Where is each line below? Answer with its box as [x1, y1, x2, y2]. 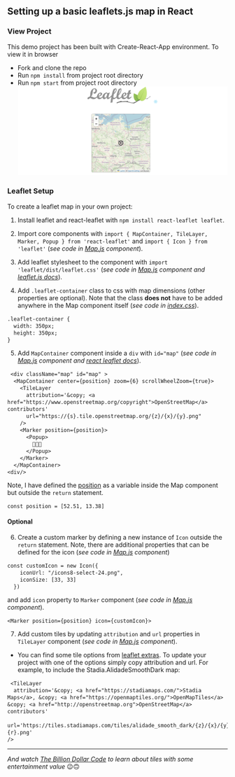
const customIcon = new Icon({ [7, 562, 99, 569]
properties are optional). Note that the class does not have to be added [17, 293, 223, 302]
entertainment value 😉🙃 [7, 762, 80, 771]
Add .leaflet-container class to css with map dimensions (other [17, 286, 206, 295]
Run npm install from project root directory [17, 71, 143, 79]
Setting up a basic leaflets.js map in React [7, 6, 194, 17]
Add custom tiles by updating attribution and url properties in [17, 629, 201, 638]
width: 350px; [13, 322, 55, 330]
